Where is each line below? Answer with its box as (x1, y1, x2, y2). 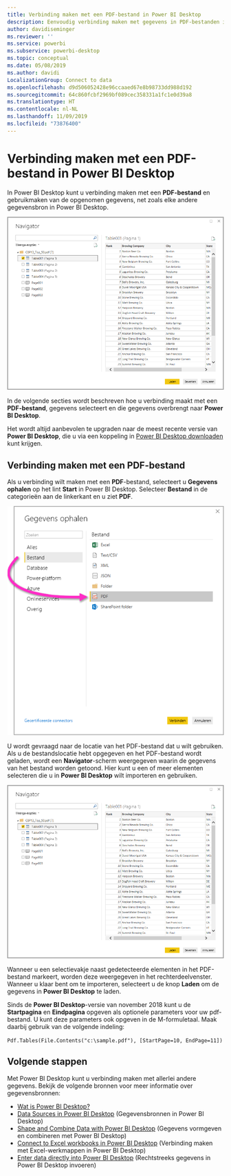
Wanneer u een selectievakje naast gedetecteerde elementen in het (7, 966, 198, 974)
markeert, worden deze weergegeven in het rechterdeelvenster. (32, 973, 212, 981)
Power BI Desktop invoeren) (16, 1161, 97, 1169)
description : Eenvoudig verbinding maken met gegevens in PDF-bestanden (7, 18, 220, 26)
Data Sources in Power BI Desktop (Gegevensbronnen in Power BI (16, 1109, 204, 1117)
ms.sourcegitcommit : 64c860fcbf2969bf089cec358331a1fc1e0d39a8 (7, 91, 192, 98)
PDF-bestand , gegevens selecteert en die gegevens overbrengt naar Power (7, 404, 223, 412)
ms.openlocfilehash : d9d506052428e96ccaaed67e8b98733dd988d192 (7, 83, 192, 91)
